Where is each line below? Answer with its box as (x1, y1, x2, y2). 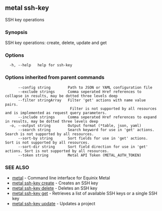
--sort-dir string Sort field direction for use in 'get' (17, 144, 148, 149)
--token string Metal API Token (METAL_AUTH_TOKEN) (17, 152, 142, 158)
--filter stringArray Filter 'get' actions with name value (17, 98, 146, 103)
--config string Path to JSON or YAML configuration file (17, 85, 152, 90)
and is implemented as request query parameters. (5, 110, 107, 115)
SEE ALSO (5, 164, 29, 171)
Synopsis (5, 29, 28, 35)
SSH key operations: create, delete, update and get (5, 40, 107, 45)
